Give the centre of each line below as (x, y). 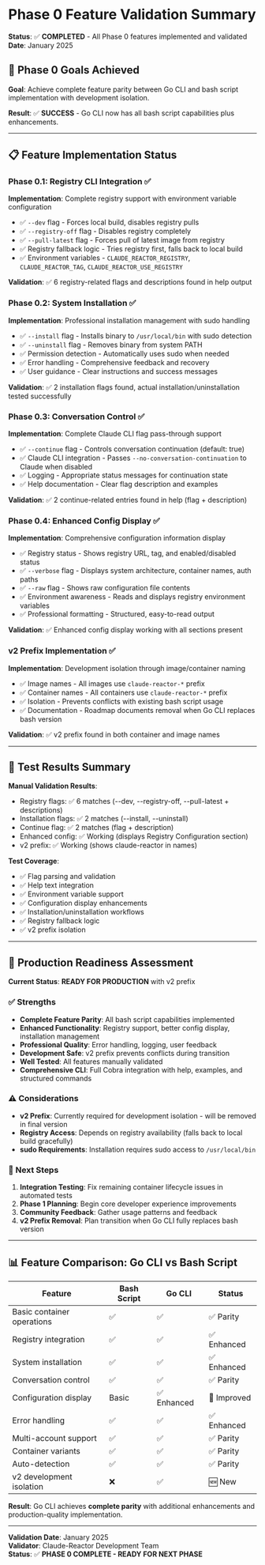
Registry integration (49, 1339)
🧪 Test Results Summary (70, 767)
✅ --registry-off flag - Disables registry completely (105, 232)
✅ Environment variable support (71, 894)
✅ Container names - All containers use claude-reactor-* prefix (123, 692)
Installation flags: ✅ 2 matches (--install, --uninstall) (104, 819)
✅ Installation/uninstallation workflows (82, 912)
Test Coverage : (34, 861)
